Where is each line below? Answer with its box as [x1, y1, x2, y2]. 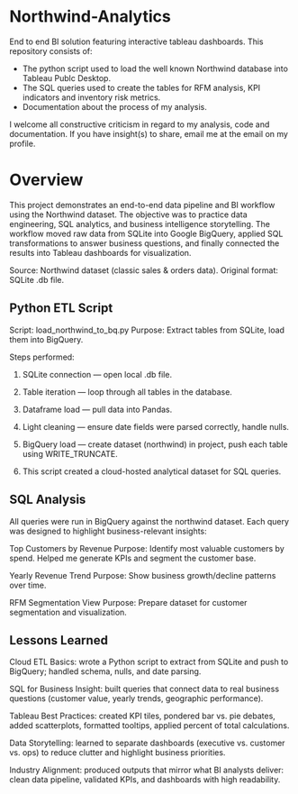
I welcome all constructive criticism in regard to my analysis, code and [9, 119, 270, 130]
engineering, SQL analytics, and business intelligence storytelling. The [9, 218, 270, 229]
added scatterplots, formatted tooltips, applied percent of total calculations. [9, 720, 290, 731]
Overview [9, 169, 84, 190]
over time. [9, 580, 47, 590]
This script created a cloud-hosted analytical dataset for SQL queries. [22, 466, 282, 477]
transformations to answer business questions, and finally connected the [9, 237, 280, 249]
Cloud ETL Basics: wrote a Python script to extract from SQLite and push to [9, 656, 289, 668]
